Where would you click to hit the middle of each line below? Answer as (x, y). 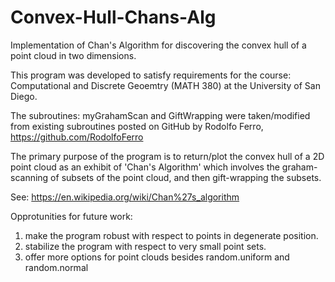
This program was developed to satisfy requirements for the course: (151, 75)
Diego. (24, 96)
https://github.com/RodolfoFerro (77, 137)
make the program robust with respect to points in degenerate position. (171, 235)
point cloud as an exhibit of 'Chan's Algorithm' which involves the (145, 167)
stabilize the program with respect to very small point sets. (145, 246)
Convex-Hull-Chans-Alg (113, 17)
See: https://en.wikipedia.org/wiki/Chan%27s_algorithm (125, 197)
